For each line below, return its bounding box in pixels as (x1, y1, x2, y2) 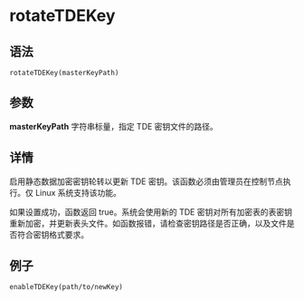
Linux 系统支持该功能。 (34, 187, 122, 198)
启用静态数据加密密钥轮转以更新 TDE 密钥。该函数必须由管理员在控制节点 (9, 176, 283, 187)
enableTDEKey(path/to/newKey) (9, 283, 124, 292)
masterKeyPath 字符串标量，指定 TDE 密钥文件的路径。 (9, 121, 219, 131)
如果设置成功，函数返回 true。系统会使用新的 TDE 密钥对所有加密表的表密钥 (9, 206, 292, 218)
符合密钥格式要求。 (16, 228, 89, 240)
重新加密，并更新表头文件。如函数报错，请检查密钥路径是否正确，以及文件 (9, 218, 287, 228)
